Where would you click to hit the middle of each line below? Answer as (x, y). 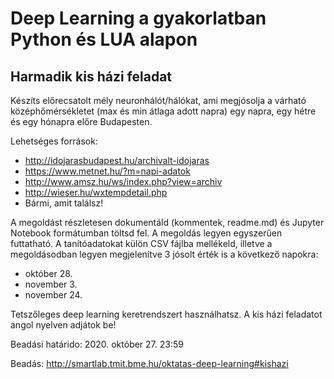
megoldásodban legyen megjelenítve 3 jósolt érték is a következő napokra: (164, 254)
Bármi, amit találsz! (64, 203)
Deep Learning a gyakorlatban (138, 18)
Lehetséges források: (54, 141)
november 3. (51, 284)
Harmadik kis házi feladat (91, 76)
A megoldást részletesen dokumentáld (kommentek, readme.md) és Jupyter (167, 222)
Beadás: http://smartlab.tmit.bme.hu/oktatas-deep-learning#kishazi (149, 363)
